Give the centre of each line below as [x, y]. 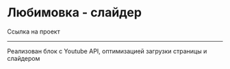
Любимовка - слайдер [75, 13]
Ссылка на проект [34, 31]
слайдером [24, 58]
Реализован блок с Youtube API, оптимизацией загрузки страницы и [107, 51]
